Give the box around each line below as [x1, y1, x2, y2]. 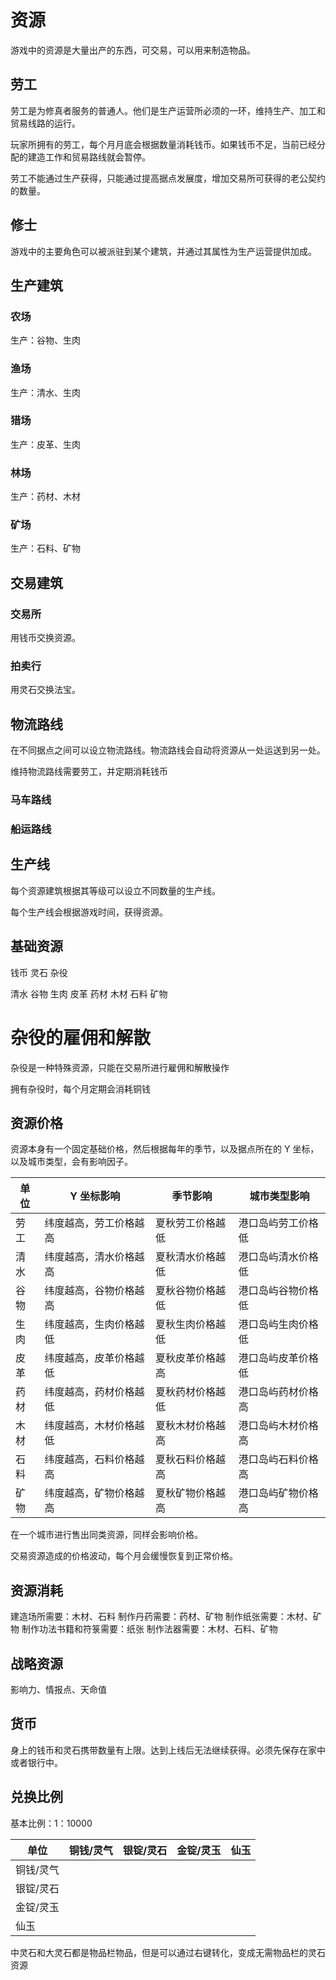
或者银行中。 [10, 1756, 63, 1768]
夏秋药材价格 [154, 1385, 216, 1399]
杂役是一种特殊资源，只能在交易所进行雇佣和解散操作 [10, 1061, 230, 1073]
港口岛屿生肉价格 [238, 1317, 319, 1331]
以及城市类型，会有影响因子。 [10, 1156, 133, 1168]
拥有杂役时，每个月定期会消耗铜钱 [10, 1082, 151, 1095]
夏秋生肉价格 [154, 1317, 216, 1331]
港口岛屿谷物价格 [238, 1284, 319, 1298]
